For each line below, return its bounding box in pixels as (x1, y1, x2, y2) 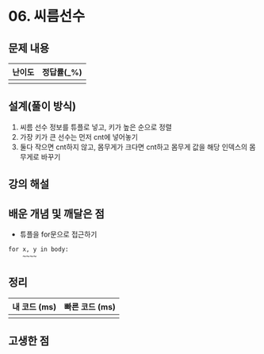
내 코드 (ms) (12, 301, 57, 312)
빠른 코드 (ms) (63, 301, 117, 312)
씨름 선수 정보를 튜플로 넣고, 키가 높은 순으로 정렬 (19, 122, 172, 132)
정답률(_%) (42, 67, 82, 78)
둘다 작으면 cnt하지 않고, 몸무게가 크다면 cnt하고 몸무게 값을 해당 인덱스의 (19, 142, 248, 152)
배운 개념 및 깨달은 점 (8, 207, 105, 221)
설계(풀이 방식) (8, 100, 77, 114)
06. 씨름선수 (8, 7, 86, 25)
